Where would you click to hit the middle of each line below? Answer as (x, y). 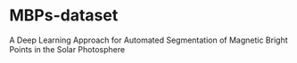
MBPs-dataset (64, 16)
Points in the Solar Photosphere (67, 49)
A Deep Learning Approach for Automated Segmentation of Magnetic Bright (148, 40)
